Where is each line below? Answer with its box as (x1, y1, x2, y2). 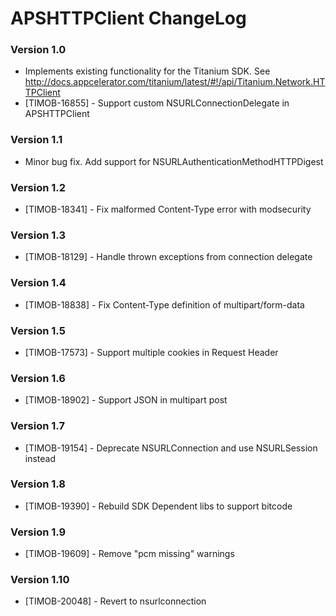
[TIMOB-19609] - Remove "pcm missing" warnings (24, 548, 235, 560)
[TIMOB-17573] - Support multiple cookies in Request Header (24, 346, 279, 358)
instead (24, 452, 57, 464)
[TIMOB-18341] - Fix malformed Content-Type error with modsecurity (24, 203, 312, 216)
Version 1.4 (10, 276, 67, 290)
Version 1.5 (10, 323, 66, 337)
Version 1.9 (10, 525, 67, 539)
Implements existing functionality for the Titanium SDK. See (24, 65, 271, 77)
